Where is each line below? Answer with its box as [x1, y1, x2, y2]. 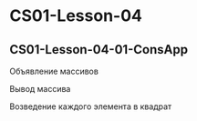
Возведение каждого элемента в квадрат [9, 101, 172, 112]
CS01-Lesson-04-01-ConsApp [9, 42, 189, 57]
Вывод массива [9, 84, 71, 94]
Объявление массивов [9, 66, 98, 76]
